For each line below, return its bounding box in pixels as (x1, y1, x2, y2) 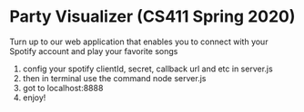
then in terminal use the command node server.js (22, 72, 207, 83)
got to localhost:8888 (22, 82, 104, 93)
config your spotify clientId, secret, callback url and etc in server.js (22, 63, 273, 74)
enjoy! (22, 92, 46, 103)
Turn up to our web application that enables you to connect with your (9, 36, 269, 47)
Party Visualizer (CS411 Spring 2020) (9, 6, 296, 27)
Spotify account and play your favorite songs (9, 45, 178, 56)
